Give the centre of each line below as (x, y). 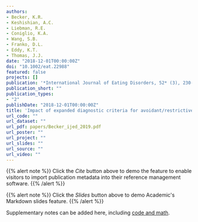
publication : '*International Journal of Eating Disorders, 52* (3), (93, 83)
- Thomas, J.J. (25, 56)
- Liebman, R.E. (26, 28)
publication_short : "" (34, 89)
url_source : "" (25, 149)
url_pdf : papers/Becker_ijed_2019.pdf (54, 127)
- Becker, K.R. (25, 17)
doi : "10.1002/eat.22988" (38, 66)
